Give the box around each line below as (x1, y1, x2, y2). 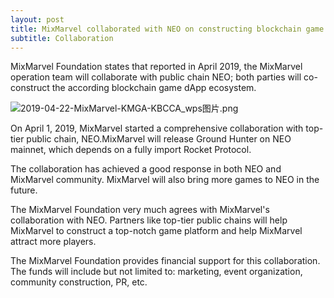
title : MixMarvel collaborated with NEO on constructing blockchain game (10, 24, 325, 34)
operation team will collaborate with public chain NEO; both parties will (10, 71, 302, 83)
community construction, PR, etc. (10, 276, 148, 288)
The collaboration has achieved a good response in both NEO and (10, 163, 282, 175)
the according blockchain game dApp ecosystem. (51, 82, 257, 94)
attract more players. (10, 236, 97, 248)
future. (10, 184, 38, 196)
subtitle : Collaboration (10, 33, 114, 43)
